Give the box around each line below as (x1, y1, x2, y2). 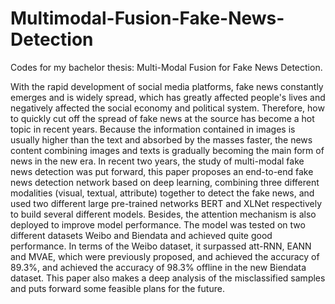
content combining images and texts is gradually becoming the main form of (10, 144, 325, 156)
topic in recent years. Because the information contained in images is (10, 123, 296, 135)
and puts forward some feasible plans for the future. (10, 282, 225, 294)
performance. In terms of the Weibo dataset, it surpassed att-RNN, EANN (10, 240, 312, 252)
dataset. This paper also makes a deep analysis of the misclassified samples (10, 272, 326, 284)
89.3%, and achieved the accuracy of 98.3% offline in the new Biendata (10, 261, 307, 273)
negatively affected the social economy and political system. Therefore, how (10, 102, 325, 114)
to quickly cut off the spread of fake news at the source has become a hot (10, 112, 315, 124)
